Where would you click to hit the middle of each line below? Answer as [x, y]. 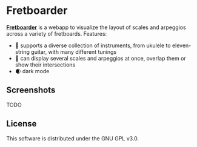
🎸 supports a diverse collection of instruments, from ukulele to [93, 45]
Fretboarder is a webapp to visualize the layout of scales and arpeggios [96, 27]
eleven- [182, 45]
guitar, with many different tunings [74, 51]
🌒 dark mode [32, 71]
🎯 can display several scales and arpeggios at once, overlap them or [100, 58]
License [22, 124]
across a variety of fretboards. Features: [57, 33]
